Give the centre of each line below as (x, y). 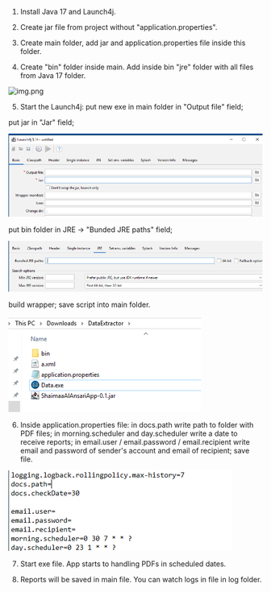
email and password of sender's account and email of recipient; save (135, 451)
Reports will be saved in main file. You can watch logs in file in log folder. (141, 580)
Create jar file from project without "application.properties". (119, 27)
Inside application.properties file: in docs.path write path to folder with (137, 425)
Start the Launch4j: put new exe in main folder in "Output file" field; (131, 107)
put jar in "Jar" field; (42, 122)
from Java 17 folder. (53, 75)
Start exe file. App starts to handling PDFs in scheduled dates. (123, 564)
